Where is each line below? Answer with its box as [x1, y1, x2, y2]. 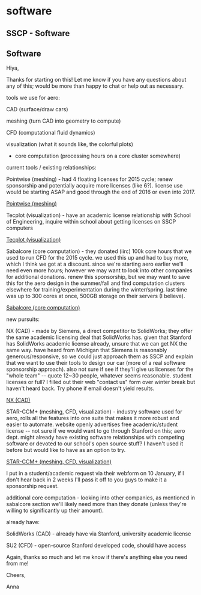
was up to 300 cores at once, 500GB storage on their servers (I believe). [6, 293, 185, 300]
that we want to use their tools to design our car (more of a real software [6, 359, 186, 367]
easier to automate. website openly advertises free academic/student [6, 421, 178, 428]
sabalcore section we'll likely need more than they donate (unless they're [6, 501, 187, 508]
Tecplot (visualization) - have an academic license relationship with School [6, 212, 191, 219]
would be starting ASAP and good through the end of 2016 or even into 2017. [6, 188, 196, 196]
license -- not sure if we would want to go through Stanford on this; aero [6, 427, 185, 435]
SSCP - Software [6, 28, 70, 38]
